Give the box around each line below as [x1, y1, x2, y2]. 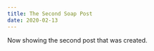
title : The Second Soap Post [7, 10, 93, 17]
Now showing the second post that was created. [7, 36, 148, 44]
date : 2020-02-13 [7, 17, 58, 24]
